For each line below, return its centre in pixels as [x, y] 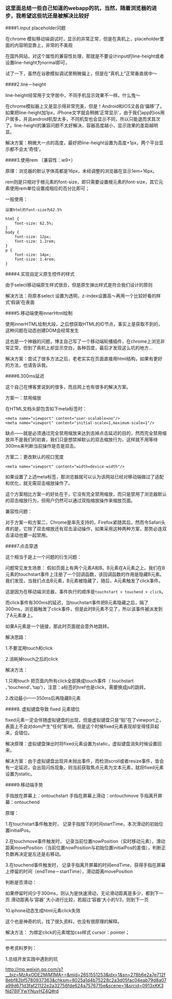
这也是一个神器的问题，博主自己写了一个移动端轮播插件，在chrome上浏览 [83, 341]
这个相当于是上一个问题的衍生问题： [44, 557]
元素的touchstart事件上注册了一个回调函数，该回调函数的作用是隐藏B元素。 [85, 574]
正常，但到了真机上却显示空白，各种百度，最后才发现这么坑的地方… [81, 348]
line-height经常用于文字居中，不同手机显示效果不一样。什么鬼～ [73, 95]
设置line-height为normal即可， [38, 63]
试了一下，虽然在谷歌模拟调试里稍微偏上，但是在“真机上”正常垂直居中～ [81, 73]
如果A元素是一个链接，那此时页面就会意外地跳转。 [58, 626]
